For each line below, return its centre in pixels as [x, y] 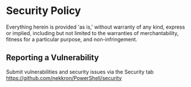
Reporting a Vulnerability [52, 58]
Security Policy [44, 11]
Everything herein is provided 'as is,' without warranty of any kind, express [95, 27]
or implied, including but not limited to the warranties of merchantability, [92, 33]
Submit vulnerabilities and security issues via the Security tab [80, 72]
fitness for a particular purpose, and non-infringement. [72, 39]
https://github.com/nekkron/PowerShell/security [64, 78]
